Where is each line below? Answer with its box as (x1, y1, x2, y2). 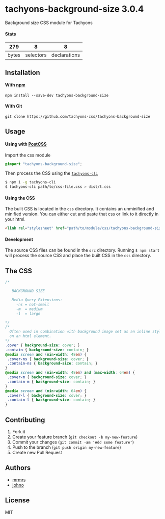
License (5, 496, 30, 505)
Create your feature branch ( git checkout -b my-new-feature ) (12, 434, 138, 440)
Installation (5, 68, 40, 77)
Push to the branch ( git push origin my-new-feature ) (12, 444, 121, 450)
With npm (5, 82, 26, 88)
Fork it (12, 428, 26, 435)
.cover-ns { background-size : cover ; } (7, 357, 89, 362)
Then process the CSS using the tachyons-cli (5, 170, 98, 176)
